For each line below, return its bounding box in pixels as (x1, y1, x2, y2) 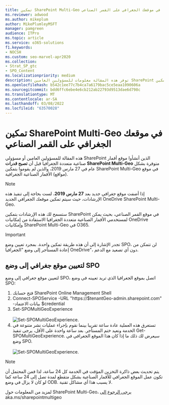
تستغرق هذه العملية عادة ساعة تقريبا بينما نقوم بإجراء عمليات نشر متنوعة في (12, 322, 156, 328)
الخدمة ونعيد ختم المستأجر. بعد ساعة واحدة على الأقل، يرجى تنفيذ (12, 327, 135, 333)
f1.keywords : (5, 45, 33, 50)
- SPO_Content (5, 69, 35, 74)
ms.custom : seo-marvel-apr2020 (5, 54, 71, 60)
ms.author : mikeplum (5, 17, 49, 22)
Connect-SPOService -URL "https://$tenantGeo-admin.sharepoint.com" (12, 295, 162, 301)
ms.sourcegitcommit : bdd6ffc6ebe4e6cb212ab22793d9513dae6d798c (5, 87, 141, 92)
